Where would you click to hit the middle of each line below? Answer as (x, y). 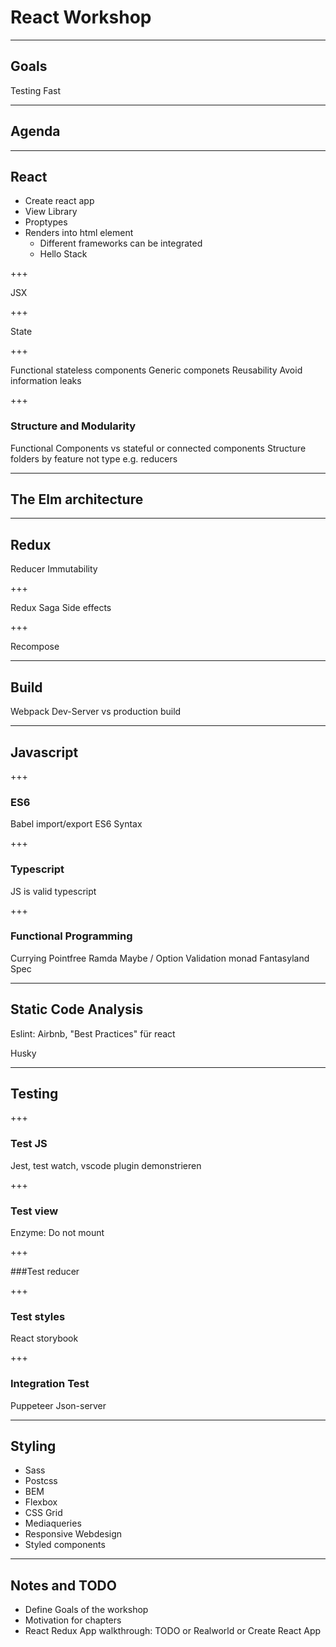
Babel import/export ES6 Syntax (76, 824)
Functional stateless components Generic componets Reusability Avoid (156, 370)
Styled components (65, 1545)
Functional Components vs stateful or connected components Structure (158, 448)
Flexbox (41, 1502)
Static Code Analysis (77, 1009)
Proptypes (46, 222)
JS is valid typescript (53, 891)
